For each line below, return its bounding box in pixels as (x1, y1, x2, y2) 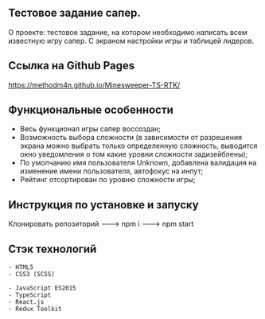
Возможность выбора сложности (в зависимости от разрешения (19, 133, 243, 142)
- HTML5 (8, 263, 34, 271)
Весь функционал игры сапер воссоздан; (19, 124, 161, 134)
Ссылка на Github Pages (8, 59, 135, 72)
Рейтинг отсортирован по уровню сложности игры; (19, 175, 197, 185)
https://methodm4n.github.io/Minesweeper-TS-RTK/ (8, 80, 181, 90)
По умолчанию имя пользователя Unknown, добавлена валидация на (19, 158, 257, 168)
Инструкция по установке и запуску (8, 198, 199, 212)
